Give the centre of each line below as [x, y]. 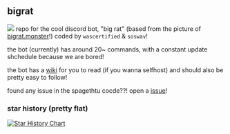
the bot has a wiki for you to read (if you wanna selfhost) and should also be [115, 70]
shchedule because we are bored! [56, 56]
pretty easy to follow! [37, 77]
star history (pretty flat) [48, 108]
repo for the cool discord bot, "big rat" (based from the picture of [108, 29]
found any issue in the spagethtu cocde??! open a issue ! [87, 90]
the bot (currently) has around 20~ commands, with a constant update [107, 49]
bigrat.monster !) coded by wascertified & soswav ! [78, 36]
